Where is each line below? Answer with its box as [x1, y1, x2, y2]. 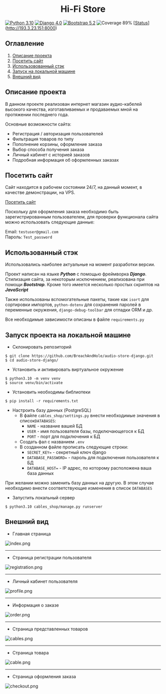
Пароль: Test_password [5, 234, 53, 240]
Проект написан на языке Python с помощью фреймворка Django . [5, 271, 147, 277]
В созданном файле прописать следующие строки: [19, 444, 128, 450]
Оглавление [5, 40, 44, 48]
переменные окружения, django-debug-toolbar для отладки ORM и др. [5, 307, 153, 313]
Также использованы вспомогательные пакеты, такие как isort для [5, 297, 149, 303]
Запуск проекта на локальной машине [5, 331, 131, 339]
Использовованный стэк [12, 63, 65, 69]
